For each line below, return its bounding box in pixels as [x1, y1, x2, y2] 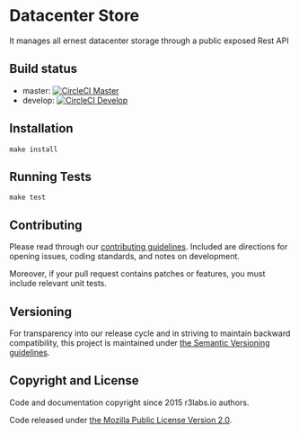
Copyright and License [9, 373, 139, 388]
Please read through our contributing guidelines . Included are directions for [9, 241, 288, 252]
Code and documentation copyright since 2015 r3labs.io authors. [9, 397, 250, 408]
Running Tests [9, 168, 92, 185]
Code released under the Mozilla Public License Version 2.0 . [9, 414, 233, 425]
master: [22, 85, 51, 95]
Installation [9, 121, 74, 136]
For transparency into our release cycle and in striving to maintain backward [9, 328, 291, 339]
